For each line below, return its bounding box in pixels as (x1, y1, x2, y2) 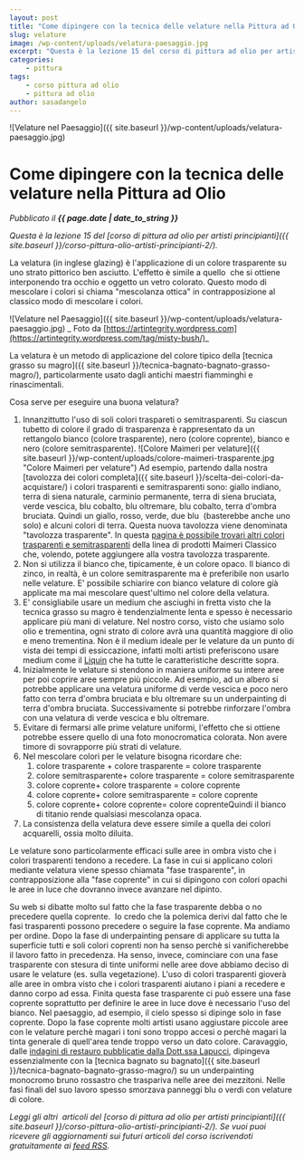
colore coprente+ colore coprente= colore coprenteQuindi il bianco (35, 799, 287, 810)
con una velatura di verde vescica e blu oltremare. (22, 713, 210, 724)
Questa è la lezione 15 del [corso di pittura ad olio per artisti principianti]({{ (9, 230, 290, 241)
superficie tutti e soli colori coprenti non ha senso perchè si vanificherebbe (9, 940, 290, 951)
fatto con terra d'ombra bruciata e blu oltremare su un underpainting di (22, 694, 287, 705)
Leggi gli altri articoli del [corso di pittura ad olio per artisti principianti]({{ (9, 1111, 286, 1123)
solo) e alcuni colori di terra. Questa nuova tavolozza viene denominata (22, 520, 288, 531)
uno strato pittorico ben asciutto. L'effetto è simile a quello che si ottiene (9, 267, 280, 278)
